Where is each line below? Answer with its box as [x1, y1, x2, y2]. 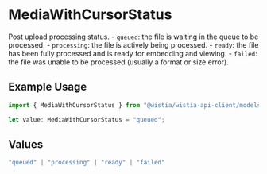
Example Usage [8, 80, 87, 94]
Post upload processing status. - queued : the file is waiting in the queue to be [8, 32, 259, 41]
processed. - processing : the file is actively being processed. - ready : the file [8, 40, 259, 49]
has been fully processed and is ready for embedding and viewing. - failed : [8, 48, 258, 58]
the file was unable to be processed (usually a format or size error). [8, 57, 229, 67]
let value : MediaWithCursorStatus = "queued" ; [8, 115, 165, 124]
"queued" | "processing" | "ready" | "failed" [8, 159, 165, 167]
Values [8, 137, 44, 151]
